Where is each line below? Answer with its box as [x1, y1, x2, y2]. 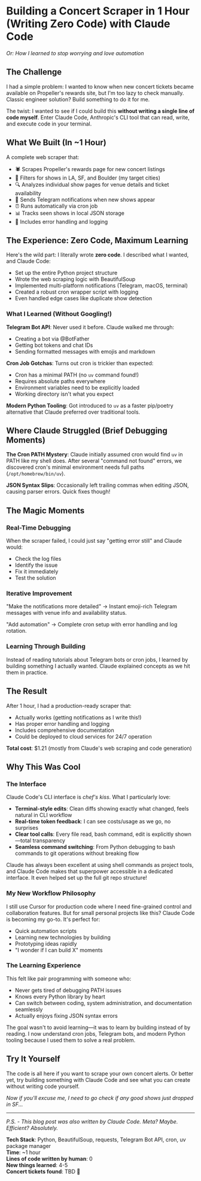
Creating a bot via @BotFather [14, 335, 90, 342]
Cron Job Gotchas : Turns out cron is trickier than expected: [6, 359, 154, 367]
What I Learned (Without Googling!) [6, 310, 112, 318]
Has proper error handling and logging [14, 720, 110, 727]
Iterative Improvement [6, 590, 72, 598]
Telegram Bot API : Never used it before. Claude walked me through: [6, 323, 175, 331]
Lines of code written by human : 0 [6, 1155, 93, 1162]
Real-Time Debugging [6, 524, 71, 532]
